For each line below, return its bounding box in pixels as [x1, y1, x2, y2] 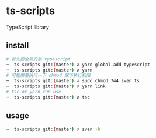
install [6, 41, 29, 51]
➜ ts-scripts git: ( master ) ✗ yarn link [6, 83, 106, 89]
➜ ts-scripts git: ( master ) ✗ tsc [6, 94, 91, 100]
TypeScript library [6, 23, 50, 31]
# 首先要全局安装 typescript [6, 56, 71, 62]
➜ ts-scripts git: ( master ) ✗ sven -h [6, 126, 100, 132]
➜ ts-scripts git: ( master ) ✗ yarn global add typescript [6, 62, 150, 68]
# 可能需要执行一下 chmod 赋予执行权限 [6, 72, 91, 79]
